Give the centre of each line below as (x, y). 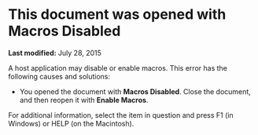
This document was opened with (117, 15)
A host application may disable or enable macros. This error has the (118, 67)
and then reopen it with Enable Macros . (84, 100)
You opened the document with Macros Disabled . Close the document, (135, 91)
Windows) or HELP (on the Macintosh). (71, 123)
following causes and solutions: (59, 76)
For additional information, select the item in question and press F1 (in (121, 115)
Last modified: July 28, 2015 (55, 53)
